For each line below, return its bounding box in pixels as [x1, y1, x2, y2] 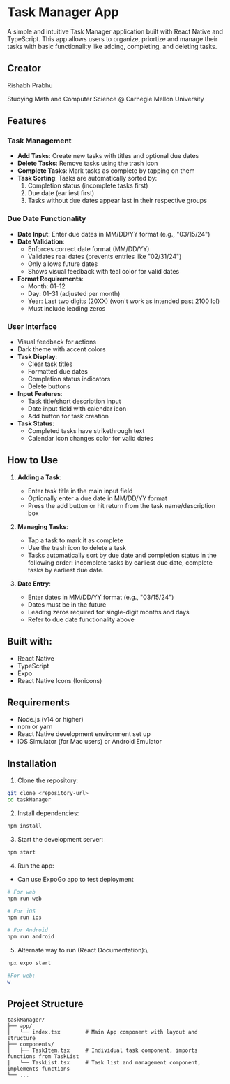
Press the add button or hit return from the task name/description [27, 501, 216, 509]
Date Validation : [17, 237, 65, 246]
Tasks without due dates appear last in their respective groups [27, 197, 208, 205]
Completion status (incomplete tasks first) [27, 181, 148, 190]
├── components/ [7, 1041, 54, 1048]
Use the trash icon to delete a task [27, 543, 127, 551]
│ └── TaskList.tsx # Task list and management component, [7, 1060, 201, 1067]
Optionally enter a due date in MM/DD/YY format [27, 494, 167, 502]
